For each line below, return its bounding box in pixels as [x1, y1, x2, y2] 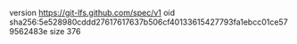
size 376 [49, 26, 81, 36]
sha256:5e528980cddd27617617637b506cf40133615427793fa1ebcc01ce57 [9, 17, 288, 27]
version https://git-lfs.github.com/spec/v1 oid [9, 8, 176, 18]
